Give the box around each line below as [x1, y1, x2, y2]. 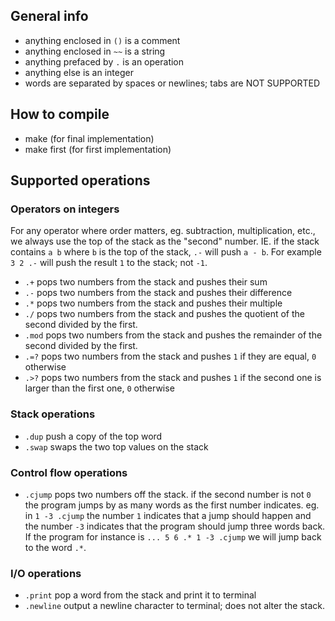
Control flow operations [10, 465, 128, 479]
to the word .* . [24, 541, 87, 553]
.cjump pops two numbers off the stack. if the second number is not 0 [24, 488, 312, 500]
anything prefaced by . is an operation [24, 55, 185, 68]
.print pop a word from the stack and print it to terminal [24, 589, 257, 601]
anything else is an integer [24, 66, 134, 78]
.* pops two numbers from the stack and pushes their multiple [24, 297, 283, 309]
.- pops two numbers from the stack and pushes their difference [24, 287, 293, 299]
